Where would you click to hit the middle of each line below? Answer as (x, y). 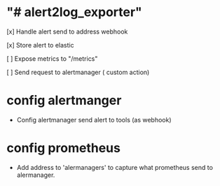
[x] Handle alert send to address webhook (67, 31)
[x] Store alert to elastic (40, 45)
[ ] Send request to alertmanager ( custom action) (78, 72)
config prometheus (63, 148)
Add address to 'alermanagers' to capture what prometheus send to (115, 167)
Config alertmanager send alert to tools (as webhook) (94, 120)
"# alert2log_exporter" (75, 12)
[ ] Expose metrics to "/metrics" (52, 58)
